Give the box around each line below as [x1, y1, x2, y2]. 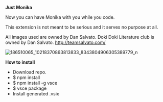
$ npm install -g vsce [12, 80, 58, 86]
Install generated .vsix [12, 91, 60, 96]
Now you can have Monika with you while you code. [5, 14, 115, 20]
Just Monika [5, 5, 32, 10]
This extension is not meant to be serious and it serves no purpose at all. [5, 24, 158, 30]
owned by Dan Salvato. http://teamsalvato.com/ [5, 39, 106, 45]
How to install [5, 59, 35, 65]
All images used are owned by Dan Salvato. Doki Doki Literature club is [5, 34, 154, 40]
